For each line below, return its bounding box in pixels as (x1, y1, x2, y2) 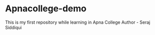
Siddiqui (5, 24, 22, 30)
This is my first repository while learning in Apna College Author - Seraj (5, 19, 151, 25)
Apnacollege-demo (5, 3, 87, 14)
